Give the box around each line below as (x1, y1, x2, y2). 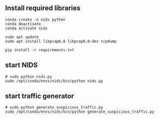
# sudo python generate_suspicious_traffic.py (5, 105, 103, 110)
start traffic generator (5, 92, 75, 101)
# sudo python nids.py (5, 74, 52, 79)
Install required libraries (5, 4, 81, 12)
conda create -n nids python (5, 17, 66, 22)
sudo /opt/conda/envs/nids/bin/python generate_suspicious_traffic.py (5, 109, 155, 115)
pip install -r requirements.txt (5, 47, 75, 53)
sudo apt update (5, 34, 39, 39)
